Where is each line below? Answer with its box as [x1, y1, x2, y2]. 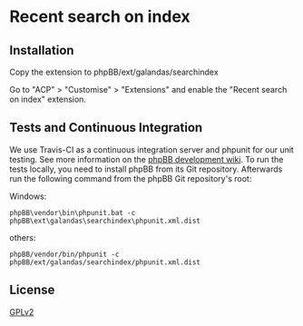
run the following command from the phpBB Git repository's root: [9, 173, 252, 183]
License [9, 282, 55, 298]
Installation [9, 43, 74, 58]
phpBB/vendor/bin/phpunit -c [9, 250, 120, 259]
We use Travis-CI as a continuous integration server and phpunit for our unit [9, 143, 295, 155]
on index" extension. [9, 94, 86, 104]
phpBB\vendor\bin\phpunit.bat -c [9, 208, 136, 217]
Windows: [9, 191, 47, 202]
